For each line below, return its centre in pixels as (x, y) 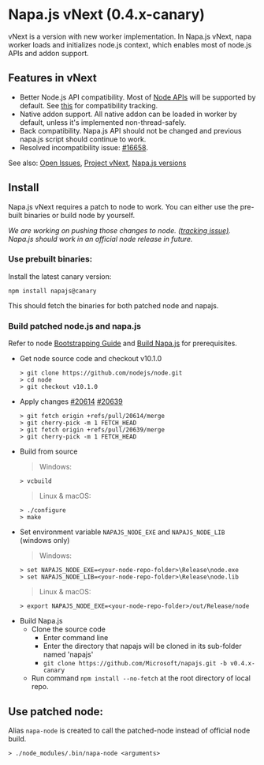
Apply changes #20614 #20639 (71, 401)
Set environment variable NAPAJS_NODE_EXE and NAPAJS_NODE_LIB (122, 532)
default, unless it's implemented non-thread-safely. (103, 122)
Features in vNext (52, 78)
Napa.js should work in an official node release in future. (100, 239)
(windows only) (45, 541)
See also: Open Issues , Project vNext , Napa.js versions (97, 163)
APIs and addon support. (48, 53)
